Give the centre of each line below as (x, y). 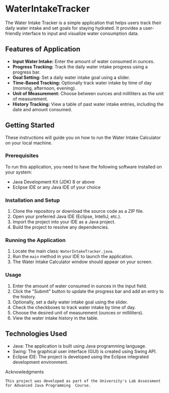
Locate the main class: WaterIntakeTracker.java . (63, 251)
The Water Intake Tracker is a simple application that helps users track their (83, 23)
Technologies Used (36, 334)
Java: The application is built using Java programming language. (79, 346)
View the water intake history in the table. (56, 318)
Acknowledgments (25, 372)
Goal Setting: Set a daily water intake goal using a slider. (71, 77)
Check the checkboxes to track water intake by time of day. (74, 307)
